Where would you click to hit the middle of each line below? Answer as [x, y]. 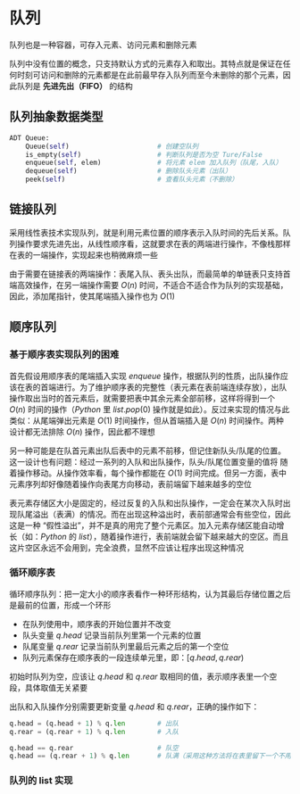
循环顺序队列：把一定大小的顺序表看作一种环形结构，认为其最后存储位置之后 [150, 593]
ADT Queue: [29, 138]
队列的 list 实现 [41, 781]
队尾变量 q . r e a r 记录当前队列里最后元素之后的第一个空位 [125, 646]
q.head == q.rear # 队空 [94, 748]
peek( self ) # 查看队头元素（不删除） [132, 179]
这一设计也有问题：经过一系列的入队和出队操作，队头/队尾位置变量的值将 [144, 461]
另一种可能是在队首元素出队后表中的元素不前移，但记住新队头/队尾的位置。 [148, 451]
